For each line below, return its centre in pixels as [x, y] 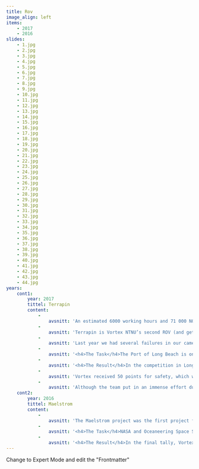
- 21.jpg [28, 155]
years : [14, 288]
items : [14, 23]
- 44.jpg [28, 282]
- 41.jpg [28, 266]
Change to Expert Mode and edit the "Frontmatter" [68, 459]
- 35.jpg [28, 232]
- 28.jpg [28, 194]
